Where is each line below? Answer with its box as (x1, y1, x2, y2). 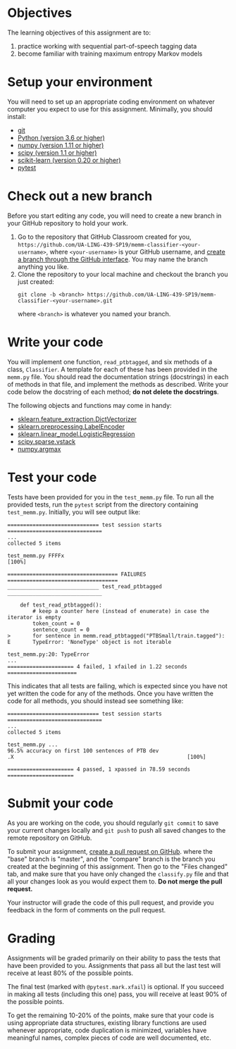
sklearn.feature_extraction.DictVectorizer (17, 414, 137, 423)
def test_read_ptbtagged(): (20, 601, 102, 609)
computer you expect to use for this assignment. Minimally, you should (7, 104, 213, 113)
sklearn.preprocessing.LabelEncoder (17, 422, 125, 430)
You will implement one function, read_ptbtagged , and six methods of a (7, 357, 213, 366)
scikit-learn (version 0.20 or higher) (17, 156, 121, 164)
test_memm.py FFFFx (7, 552, 65, 559)
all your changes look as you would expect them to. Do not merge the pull (7, 877, 223, 886)
